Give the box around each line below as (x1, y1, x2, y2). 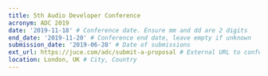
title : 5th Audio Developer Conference (8, 11, 141, 20)
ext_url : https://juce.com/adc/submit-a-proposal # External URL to (8, 48, 241, 56)
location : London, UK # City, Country (8, 56, 137, 64)
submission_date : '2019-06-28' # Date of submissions (8, 41, 191, 49)
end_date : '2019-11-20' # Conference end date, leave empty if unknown (8, 33, 251, 42)
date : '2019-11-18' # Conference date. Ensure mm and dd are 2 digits (8, 26, 248, 34)
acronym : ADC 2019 (8, 19, 69, 27)
